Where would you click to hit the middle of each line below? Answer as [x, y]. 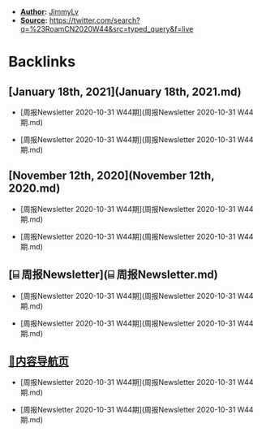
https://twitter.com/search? [94, 20]
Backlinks [42, 62]
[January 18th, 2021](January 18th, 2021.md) [125, 91]
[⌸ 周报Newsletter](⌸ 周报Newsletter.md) [114, 275]
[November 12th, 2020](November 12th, [112, 176]
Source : [34, 20]
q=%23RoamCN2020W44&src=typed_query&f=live [107, 29]
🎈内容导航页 [39, 362]
